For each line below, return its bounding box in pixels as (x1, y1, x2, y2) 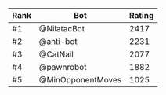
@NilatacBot (38, 24, 85, 34)
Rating (128, 10, 154, 20)
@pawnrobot (38, 62, 87, 72)
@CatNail (38, 49, 74, 60)
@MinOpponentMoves (38, 75, 122, 85)
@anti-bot (38, 36, 78, 46)
